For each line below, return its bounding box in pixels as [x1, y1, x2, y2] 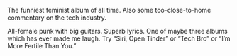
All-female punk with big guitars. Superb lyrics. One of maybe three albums [7, 27, 228, 35]
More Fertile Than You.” [7, 42, 77, 50]
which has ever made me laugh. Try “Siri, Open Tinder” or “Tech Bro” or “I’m [7, 34, 231, 43]
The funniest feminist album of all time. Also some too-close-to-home [7, 6, 211, 14]
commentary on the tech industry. [7, 13, 106, 22]
